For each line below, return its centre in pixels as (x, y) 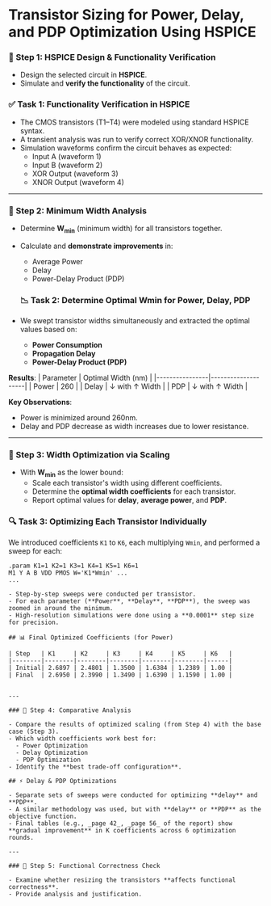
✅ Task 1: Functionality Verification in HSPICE (99, 104)
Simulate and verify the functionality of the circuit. (105, 83)
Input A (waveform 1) (67, 156)
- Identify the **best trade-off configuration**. (95, 767)
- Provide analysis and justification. (75, 894)
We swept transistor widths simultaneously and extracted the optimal (135, 321)
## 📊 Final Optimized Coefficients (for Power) (91, 637)
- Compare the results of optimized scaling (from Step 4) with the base (135, 724)
